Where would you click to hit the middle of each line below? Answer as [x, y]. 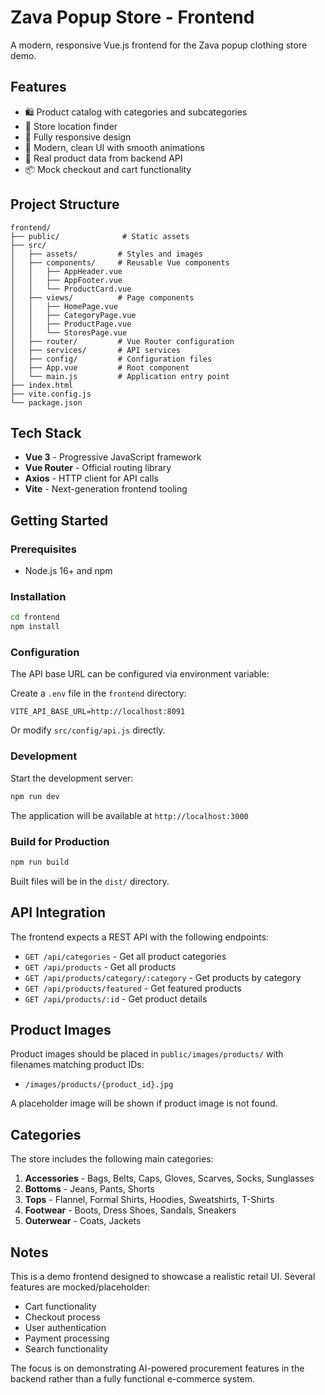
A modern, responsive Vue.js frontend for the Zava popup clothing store [159, 45]
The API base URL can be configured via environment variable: [140, 674]
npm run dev [35, 796]
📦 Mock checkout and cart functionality [108, 169]
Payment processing [67, 1338]
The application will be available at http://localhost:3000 [129, 815]
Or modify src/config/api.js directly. [88, 730]
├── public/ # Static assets [100, 236]
